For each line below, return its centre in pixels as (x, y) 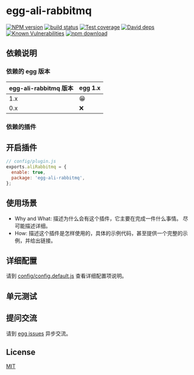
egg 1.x (90, 88)
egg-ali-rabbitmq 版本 (41, 88)
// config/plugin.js (31, 162)
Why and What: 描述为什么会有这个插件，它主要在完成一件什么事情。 (98, 218)
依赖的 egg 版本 (28, 72)
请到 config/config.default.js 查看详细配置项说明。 (67, 276)
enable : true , (28, 173)
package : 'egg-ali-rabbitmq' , (48, 178)
